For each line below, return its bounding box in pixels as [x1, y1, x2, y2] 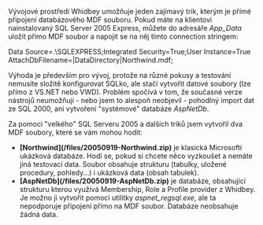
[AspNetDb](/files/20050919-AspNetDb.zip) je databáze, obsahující [19, 176, 246, 186]
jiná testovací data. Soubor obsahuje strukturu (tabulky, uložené [19, 160, 227, 168]
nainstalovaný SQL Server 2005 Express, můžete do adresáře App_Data [8, 24, 243, 32]
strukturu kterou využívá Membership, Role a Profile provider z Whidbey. [19, 185, 256, 194]
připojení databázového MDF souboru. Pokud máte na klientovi [8, 15, 213, 24]
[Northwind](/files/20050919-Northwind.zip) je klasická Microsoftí [19, 143, 243, 152]
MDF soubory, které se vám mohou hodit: [8, 127, 143, 137]
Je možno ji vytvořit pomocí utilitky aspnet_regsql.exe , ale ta [19, 193, 217, 202]
